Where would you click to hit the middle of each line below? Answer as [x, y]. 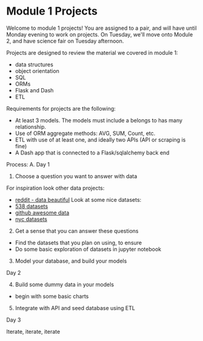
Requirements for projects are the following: [61, 108]
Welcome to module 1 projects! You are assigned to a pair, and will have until [101, 28]
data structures [34, 64]
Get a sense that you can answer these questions [77, 231]
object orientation [37, 71]
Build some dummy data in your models [64, 284]
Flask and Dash [34, 90]
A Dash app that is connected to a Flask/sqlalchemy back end [92, 153]
